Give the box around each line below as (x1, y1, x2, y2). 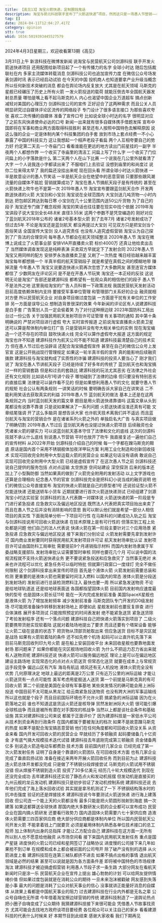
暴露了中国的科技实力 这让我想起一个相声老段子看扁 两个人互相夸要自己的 (5, 137, 151, 143)
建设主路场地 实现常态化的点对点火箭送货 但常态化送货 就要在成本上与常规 (5, 658, 152, 664)
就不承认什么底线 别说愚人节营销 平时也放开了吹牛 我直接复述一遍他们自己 (9, 434, 157, 440)
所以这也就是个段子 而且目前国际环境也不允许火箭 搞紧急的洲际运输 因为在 (5, 694, 152, 700)
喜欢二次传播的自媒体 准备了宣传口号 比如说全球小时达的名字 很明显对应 (10, 112, 153, 119)
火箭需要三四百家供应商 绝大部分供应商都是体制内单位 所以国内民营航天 (9, 815, 151, 822)
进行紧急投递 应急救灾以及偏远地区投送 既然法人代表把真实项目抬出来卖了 (9, 500, 155, 507)
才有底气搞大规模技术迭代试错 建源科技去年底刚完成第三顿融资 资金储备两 (10, 737, 157, 743)
